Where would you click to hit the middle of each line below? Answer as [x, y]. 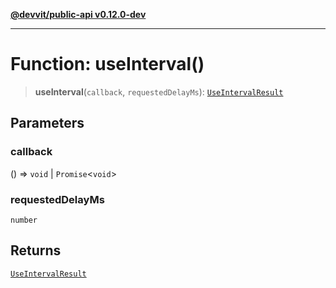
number [24, 220]
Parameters [47, 123]
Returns [36, 250]
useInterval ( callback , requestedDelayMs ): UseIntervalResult [159, 91]
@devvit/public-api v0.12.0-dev [78, 14]
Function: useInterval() [107, 64]
